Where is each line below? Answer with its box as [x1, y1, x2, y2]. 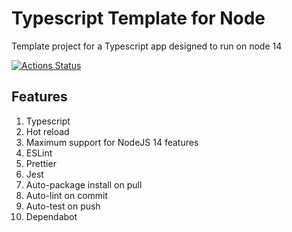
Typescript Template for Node [11, 7, 266, 30]
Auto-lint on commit [25, 189, 109, 201]
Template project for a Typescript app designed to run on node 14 [11, 40, 283, 52]
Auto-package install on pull [25, 178, 143, 191]
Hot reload [25, 125, 70, 137]
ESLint [25, 147, 53, 159]
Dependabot [25, 210, 78, 222]
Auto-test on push [25, 200, 101, 212]
